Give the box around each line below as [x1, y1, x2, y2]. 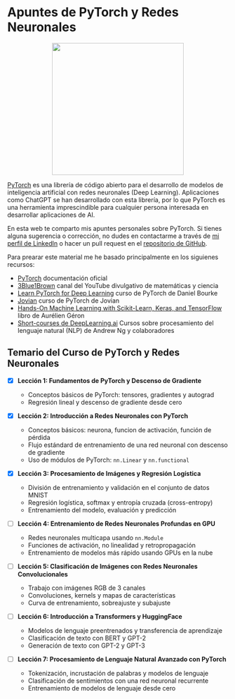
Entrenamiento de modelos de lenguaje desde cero [27, 684, 176, 693]
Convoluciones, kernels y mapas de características [27, 591, 176, 600]
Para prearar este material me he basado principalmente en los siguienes [7, 253, 219, 261]
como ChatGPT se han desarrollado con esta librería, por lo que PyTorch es [7, 195, 226, 204]
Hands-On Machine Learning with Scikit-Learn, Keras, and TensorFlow [17, 303, 222, 312]
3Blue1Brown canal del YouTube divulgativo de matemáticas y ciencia [17, 281, 219, 289]
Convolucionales [17, 570, 68, 579]
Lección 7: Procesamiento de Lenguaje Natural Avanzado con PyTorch [17, 655, 227, 664]
